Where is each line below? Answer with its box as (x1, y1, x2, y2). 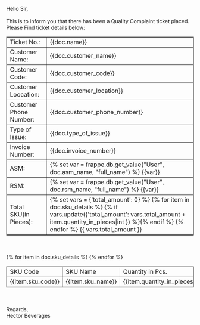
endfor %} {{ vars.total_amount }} (49, 225, 142, 233)
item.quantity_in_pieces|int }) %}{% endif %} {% (49, 218, 184, 226)
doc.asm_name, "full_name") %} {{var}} (49, 168, 160, 176)
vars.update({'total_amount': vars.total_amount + (49, 211, 186, 218)
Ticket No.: (10, 38, 40, 46)
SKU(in (10, 211, 30, 218)
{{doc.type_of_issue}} (49, 129, 110, 137)
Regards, (6, 306, 29, 312)
